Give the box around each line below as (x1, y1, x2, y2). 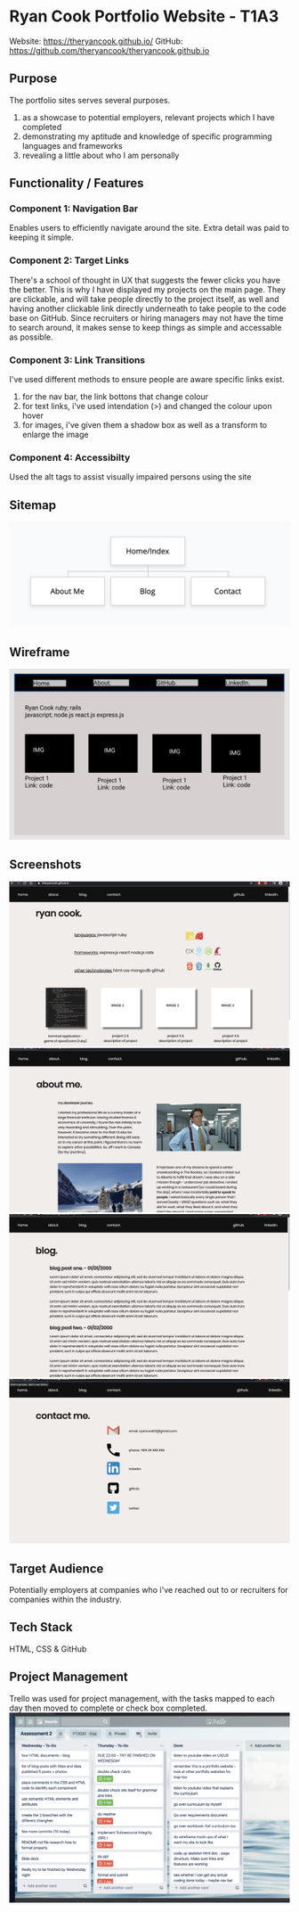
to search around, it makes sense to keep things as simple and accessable (9, 322, 282, 332)
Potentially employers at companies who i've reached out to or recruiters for (9, 1584, 289, 1595)
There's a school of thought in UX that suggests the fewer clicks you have (9, 275, 280, 285)
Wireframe (9, 644, 70, 660)
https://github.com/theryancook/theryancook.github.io (9, 45, 210, 55)
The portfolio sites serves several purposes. (9, 94, 171, 105)
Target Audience (9, 1561, 104, 1576)
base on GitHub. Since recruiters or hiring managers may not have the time (9, 312, 284, 323)
